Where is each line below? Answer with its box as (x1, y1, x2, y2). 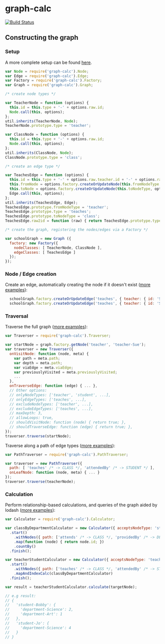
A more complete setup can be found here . (5, 59, 92, 65)
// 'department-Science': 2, (5, 607, 74, 612)
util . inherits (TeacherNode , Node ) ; (5, 118, 78, 123)
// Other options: (9, 388, 48, 393)
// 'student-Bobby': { (5, 603, 56, 608)
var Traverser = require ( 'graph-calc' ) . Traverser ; (5, 333, 111, 338)
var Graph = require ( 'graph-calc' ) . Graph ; (5, 83, 93, 88)
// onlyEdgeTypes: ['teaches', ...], (9, 397, 87, 402)
